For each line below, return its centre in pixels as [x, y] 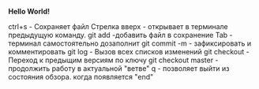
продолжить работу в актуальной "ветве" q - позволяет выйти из [119, 69]
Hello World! [29, 11]
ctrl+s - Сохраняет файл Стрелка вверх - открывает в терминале [118, 26]
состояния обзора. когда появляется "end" [81, 77]
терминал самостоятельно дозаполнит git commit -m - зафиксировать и [129, 43]
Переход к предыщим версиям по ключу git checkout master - [113, 60]
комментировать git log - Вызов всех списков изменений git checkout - [129, 52]
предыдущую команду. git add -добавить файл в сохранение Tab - [120, 35]
